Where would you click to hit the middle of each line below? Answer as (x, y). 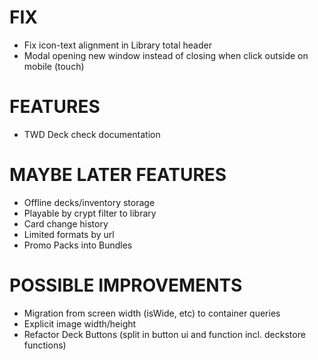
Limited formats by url (69, 234)
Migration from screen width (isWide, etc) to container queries (152, 313)
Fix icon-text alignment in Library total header (117, 45)
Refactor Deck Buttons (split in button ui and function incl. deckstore (164, 334)
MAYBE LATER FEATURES (118, 175)
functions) (45, 345)
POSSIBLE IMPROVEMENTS (126, 285)
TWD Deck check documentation (92, 134)
